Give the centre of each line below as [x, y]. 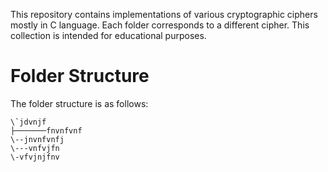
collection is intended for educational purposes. [108, 35]
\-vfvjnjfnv [35, 157]
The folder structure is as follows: [79, 103]
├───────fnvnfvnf [46, 130]
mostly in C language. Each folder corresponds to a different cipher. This [160, 25]
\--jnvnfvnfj [37, 139]
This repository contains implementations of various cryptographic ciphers [164, 14]
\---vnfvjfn [35, 148]
